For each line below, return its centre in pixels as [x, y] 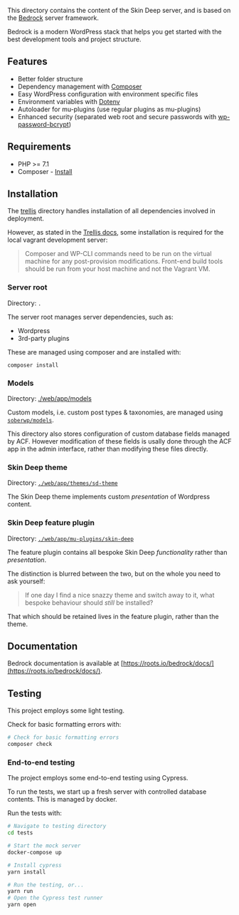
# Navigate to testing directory [57, 827]
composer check [30, 745]
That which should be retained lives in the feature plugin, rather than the [113, 616]
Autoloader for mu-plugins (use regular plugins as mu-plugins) [109, 109]
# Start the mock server [44, 846]
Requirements [39, 147]
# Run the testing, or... [46, 885]
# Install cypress [34, 865]
